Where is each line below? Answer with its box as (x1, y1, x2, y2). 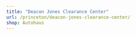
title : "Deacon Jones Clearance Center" (6, 8, 110, 15)
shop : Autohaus (6, 20, 45, 26)
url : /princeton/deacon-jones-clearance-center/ (6, 14, 131, 20)
